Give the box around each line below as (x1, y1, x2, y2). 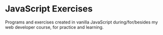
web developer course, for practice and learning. (5, 24, 104, 30)
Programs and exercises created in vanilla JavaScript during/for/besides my (5, 19, 158, 25)
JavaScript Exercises (5, 3, 93, 14)
